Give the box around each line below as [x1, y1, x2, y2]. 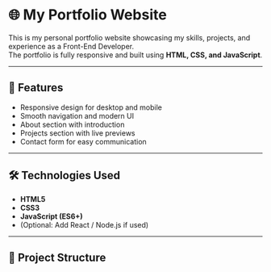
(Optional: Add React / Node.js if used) [19, 220, 149, 229]
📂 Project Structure [8, 250, 106, 264]
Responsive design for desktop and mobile [19, 103, 163, 112]
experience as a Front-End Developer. [8, 41, 135, 51]
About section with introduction [19, 119, 125, 129]
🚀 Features [8, 81, 64, 94]
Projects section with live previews [19, 128, 135, 138]
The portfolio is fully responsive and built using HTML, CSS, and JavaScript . [8, 50, 263, 60]
